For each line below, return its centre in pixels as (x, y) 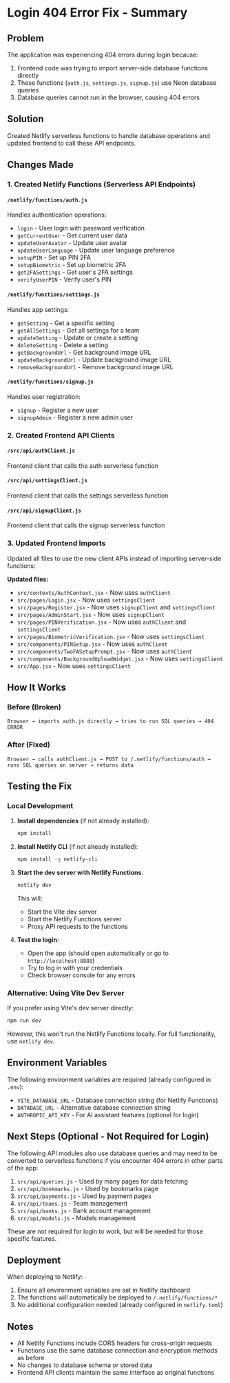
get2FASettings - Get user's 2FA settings (75, 272)
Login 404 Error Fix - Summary (97, 13)
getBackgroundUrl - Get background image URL (84, 352)
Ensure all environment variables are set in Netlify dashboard (104, 1290)
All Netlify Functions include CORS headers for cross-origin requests (115, 1343)
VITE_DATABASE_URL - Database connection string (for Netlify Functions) (117, 1100)
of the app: (23, 1168)
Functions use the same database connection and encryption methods (117, 1351)
